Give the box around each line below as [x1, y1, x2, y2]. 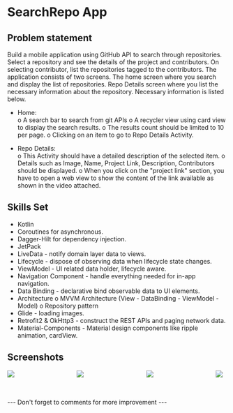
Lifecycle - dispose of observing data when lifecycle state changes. [17, 257, 213, 265]
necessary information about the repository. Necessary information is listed [7, 88, 225, 96]
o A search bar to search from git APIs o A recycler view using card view [17, 116, 226, 124]
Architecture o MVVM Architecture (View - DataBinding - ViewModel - [17, 294, 220, 302]
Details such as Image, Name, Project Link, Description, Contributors [17, 159, 215, 167]
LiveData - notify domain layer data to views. [17, 249, 146, 258]
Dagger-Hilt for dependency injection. [17, 234, 127, 243]
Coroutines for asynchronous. [17, 227, 103, 236]
